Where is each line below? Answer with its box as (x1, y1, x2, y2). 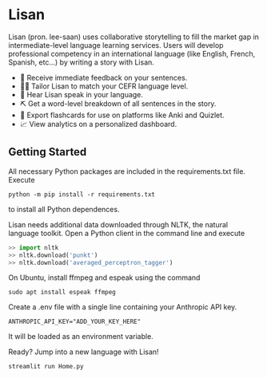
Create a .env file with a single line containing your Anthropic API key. (8, 302, 237, 312)
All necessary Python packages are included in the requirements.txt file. (8, 166, 246, 176)
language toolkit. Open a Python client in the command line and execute (8, 228, 245, 238)
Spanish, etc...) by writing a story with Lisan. (8, 57, 154, 67)
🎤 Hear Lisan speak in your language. (19, 89, 144, 99)
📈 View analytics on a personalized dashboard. (19, 119, 177, 128)
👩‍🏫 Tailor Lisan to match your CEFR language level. (19, 81, 189, 91)
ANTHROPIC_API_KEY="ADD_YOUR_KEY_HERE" (8, 317, 141, 326)
